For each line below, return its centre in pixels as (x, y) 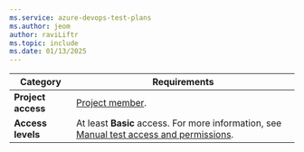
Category (40, 82)
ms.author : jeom (40, 26)
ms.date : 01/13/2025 (48, 52)
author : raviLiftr (44, 34)
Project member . (112, 103)
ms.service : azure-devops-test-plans (81, 18)
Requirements (183, 82)
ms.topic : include (44, 43)
